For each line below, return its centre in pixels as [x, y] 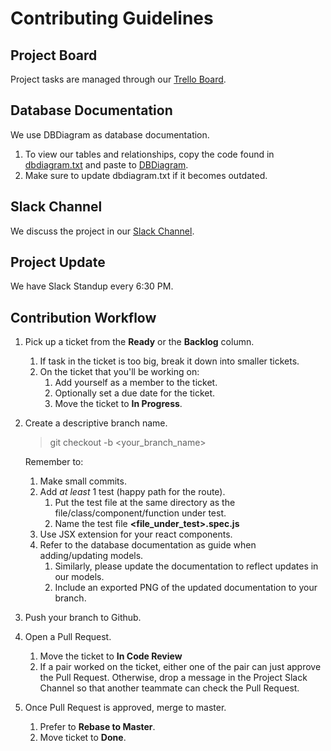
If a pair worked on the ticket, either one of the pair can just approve [180, 667]
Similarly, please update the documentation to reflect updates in [186, 566]
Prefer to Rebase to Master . [97, 727]
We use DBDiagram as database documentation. [110, 134]
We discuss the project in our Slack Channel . [102, 231]
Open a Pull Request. [68, 637]
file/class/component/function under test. [140, 513]
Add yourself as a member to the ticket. [136, 383]
